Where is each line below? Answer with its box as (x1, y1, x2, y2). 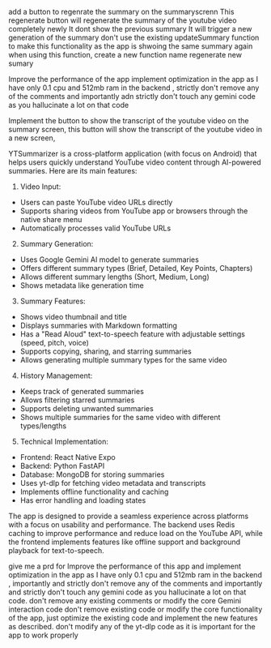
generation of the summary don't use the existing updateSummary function (8, 32, 260, 42)
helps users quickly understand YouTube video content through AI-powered (8, 157, 261, 167)
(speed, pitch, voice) (19, 338, 89, 347)
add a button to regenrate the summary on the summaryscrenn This (8, 7, 235, 16)
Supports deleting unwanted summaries (19, 404, 154, 413)
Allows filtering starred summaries (19, 395, 135, 405)
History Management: (19, 371, 93, 380)
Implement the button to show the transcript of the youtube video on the (8, 116, 249, 125)
